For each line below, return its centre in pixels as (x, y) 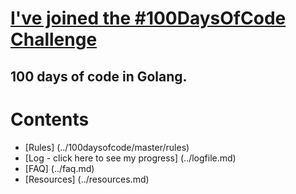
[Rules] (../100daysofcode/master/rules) (107, 147)
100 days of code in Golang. (99, 76)
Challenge (54, 39)
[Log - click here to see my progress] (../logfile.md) (130, 158)
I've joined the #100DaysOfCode (148, 18)
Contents (50, 119)
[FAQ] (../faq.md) (59, 168)
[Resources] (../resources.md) (87, 179)
